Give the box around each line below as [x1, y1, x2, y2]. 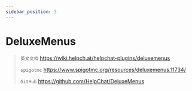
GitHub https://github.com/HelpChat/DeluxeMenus [20, 77, 145, 84]
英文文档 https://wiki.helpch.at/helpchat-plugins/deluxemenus [20, 54, 170, 62]
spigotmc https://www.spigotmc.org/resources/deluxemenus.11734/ [20, 66, 186, 73]
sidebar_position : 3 [5, 8, 57, 15]
